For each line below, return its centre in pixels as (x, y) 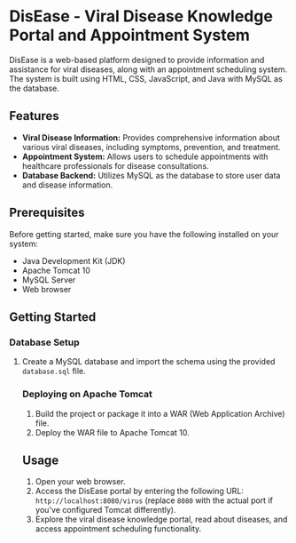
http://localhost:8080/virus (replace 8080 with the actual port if (154, 500)
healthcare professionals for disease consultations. (116, 165)
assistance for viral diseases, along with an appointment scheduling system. (148, 69)
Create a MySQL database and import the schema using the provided (148, 362)
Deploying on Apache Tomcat (87, 395)
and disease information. (67, 185)
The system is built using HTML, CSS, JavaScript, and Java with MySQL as (146, 78)
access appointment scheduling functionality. (118, 529)
